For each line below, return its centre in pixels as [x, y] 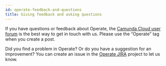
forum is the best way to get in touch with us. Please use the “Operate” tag [82, 34]
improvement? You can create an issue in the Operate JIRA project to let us [83, 54]
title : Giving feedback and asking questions [53, 14]
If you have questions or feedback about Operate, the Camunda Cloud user [83, 28]
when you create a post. [30, 39]
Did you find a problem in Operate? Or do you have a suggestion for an [78, 49]
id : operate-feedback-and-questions [43, 10]
